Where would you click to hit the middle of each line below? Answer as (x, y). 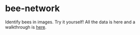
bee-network (32, 9)
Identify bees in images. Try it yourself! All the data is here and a (70, 22)
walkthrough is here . (26, 27)
